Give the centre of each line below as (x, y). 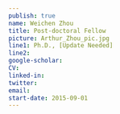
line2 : (19, 53)
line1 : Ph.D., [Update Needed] (61, 46)
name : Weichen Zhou (41, 23)
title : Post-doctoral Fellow (57, 31)
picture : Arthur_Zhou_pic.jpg (59, 38)
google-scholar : (35, 61)
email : (19, 90)
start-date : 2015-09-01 (48, 98)
